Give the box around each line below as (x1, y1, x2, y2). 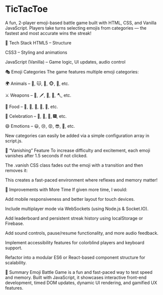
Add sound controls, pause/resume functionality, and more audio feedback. (5, 230, 159, 236)
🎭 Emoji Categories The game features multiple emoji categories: (5, 69, 139, 74)
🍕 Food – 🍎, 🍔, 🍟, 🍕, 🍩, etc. (5, 104, 58, 110)
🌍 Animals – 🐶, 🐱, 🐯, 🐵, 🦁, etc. (5, 80, 69, 86)
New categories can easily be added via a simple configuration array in (5, 132, 149, 139)
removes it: (5, 167, 28, 173)
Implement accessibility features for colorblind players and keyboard (5, 239, 144, 245)
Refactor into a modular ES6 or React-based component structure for (5, 254, 145, 260)
